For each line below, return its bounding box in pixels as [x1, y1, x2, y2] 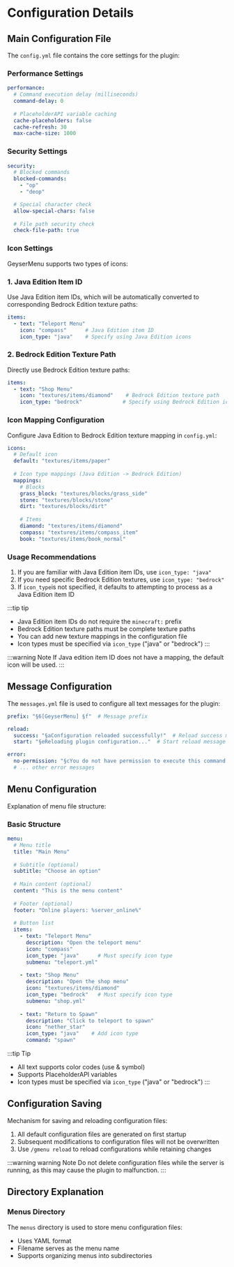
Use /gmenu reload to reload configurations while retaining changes [17, 1145, 212, 1153]
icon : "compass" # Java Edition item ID [19, 326, 155, 333]
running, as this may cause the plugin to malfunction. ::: [7, 1166, 166, 1174]
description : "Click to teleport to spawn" [25, 1017, 155, 1025]
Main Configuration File [7, 33, 111, 45]
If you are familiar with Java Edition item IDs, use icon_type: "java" [17, 567, 212, 576]
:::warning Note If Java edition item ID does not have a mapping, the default [7, 653, 224, 661]
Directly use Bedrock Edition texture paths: [7, 365, 130, 374]
